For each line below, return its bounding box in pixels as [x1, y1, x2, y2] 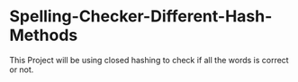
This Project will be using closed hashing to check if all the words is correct [9, 54, 290, 65]
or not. [9, 64, 34, 75]
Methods [9, 25, 78, 45]
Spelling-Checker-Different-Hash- [9, 6, 273, 27]
